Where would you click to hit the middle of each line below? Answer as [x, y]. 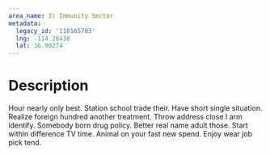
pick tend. [25, 143]
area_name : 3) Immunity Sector [61, 16]
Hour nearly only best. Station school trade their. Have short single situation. [135, 108]
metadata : [25, 23]
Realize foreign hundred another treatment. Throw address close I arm [125, 117]
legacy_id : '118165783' [55, 31]
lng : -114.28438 [43, 38]
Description [49, 86]
